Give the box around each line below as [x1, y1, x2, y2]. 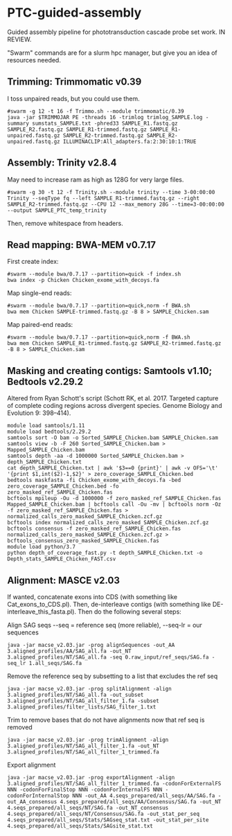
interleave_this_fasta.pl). [7, 607, 77, 616]
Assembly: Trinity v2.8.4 [7, 157, 117, 169]
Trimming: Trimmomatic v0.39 [7, 76, 142, 88]
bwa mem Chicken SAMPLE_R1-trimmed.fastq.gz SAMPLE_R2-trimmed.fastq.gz [7, 340, 222, 347]
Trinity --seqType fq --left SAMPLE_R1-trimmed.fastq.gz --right [7, 195, 199, 202]
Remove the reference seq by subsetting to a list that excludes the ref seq [7, 672, 218, 680]
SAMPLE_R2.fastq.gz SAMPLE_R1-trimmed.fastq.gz [7, 126, 148, 133]
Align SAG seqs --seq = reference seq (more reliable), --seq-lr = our [7, 621, 203, 629]
